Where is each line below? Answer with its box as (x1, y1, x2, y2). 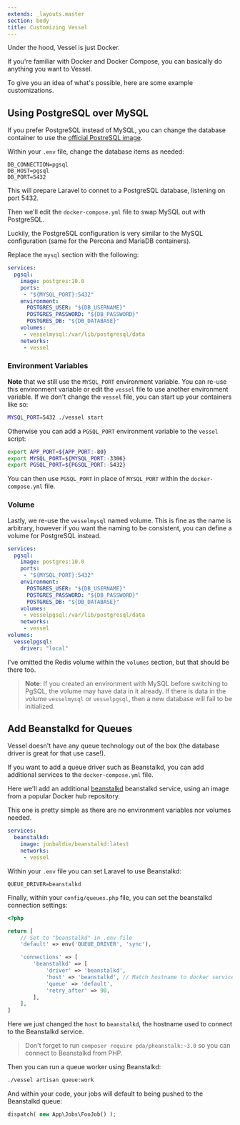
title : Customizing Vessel (7, 24, 88, 31)
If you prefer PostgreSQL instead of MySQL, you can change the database (7, 126, 226, 134)
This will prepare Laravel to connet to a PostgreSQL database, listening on (7, 187, 226, 195)
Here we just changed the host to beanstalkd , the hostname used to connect (7, 1020, 233, 1029)
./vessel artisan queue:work (7, 1076, 94, 1084)
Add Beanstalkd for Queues (7, 723, 133, 735)
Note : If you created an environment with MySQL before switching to (24, 679, 229, 688)
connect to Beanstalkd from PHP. (24, 1049, 123, 1058)
